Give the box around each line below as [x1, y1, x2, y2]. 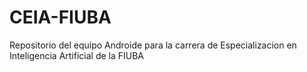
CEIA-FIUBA [9, 6, 112, 29]
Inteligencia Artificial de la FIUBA [9, 49, 145, 61]
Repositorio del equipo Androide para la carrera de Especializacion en [9, 39, 297, 51]
